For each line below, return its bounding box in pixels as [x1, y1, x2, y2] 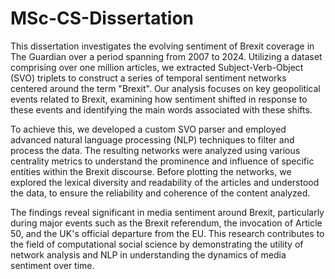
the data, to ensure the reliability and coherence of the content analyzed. [10, 187, 311, 199]
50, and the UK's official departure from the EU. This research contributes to [10, 227, 325, 239]
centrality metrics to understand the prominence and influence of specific [10, 155, 315, 167]
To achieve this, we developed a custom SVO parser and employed [10, 123, 287, 135]
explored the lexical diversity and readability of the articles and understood [10, 176, 320, 188]
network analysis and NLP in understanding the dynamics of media [10, 248, 287, 261]
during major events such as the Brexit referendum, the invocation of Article [10, 217, 323, 229]
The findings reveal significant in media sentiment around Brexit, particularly [10, 206, 325, 218]
